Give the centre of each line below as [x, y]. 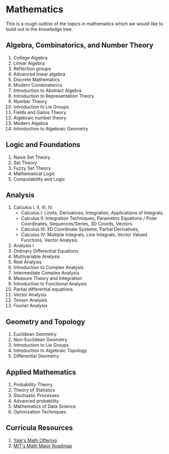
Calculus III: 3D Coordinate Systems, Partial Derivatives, [80, 229]
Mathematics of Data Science [44, 406]
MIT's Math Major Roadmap [43, 446]
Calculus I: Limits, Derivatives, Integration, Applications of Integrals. [92, 213]
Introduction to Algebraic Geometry [51, 128]
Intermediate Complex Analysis [46, 273]
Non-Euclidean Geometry [40, 339]
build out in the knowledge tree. [40, 29]
